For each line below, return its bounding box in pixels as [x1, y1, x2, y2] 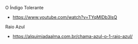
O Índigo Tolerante [5, 5, 44, 10]
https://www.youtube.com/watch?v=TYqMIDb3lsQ [12, 14, 117, 20]
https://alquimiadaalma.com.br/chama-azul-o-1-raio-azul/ [12, 34, 133, 39]
